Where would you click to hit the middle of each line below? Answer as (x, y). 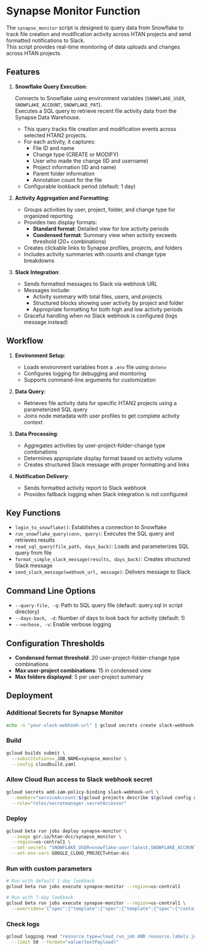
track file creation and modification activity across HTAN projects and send (99, 34)
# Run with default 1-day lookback (51, 881)
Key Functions (33, 513)
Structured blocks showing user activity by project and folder (108, 303)
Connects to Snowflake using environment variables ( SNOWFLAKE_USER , (100, 98)
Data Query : (30, 391)
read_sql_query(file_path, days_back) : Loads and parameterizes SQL (102, 547)
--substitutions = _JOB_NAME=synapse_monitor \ (69, 758)
